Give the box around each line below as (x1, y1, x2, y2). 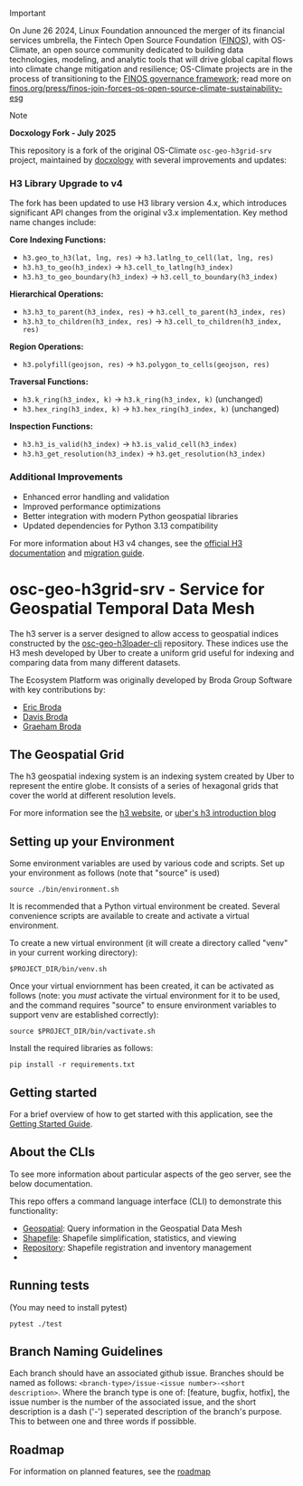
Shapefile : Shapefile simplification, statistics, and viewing (22, 1232, 237, 1243)
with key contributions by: (9, 684, 106, 695)
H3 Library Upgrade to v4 (9, 176, 124, 189)
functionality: (9, 1205, 59, 1216)
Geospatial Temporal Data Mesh (9, 598, 255, 619)
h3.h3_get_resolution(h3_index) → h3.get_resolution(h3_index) (22, 448, 267, 459)
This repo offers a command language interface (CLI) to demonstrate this (9, 1196, 282, 1207)
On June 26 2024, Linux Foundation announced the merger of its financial (9, 25, 285, 35)
